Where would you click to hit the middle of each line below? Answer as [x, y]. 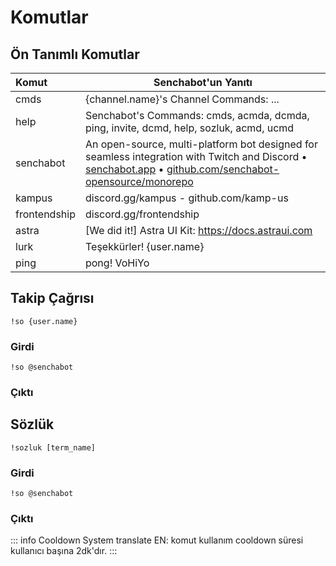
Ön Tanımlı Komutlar [75, 54]
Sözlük [32, 424]
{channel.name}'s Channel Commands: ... [182, 99]
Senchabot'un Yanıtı [203, 82]
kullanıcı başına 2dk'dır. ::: [64, 551]
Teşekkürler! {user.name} [144, 246]
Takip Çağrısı [52, 298]
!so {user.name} [44, 321]
